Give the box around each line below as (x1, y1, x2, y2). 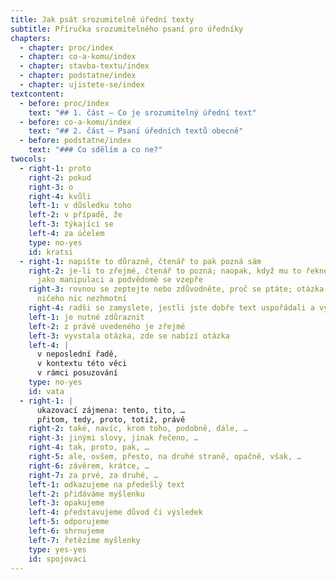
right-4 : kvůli (28, 191, 92, 201)
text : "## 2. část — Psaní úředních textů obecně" (28, 126, 244, 136)
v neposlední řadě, (36, 349, 118, 360)
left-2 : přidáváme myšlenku (28, 489, 145, 499)
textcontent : (10, 89, 65, 99)
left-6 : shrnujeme (28, 526, 105, 536)
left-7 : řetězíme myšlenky (28, 535, 141, 545)
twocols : (10, 154, 47, 164)
